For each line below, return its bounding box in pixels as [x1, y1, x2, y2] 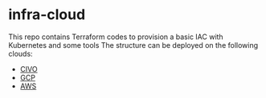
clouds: [8, 49, 34, 58]
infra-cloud [8, 6, 86, 24]
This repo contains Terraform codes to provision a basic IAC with [8, 32, 223, 41]
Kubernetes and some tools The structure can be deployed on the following [8, 40, 259, 49]
